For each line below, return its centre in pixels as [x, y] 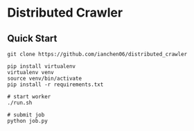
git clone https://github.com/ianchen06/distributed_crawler [97, 54]
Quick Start [32, 38]
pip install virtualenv [42, 67]
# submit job [26, 115]
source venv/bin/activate [44, 78]
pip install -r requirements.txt [55, 85]
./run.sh [20, 103]
